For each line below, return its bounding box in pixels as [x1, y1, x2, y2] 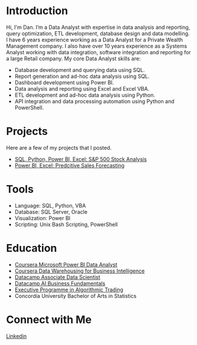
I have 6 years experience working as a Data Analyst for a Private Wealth [6, 36, 183, 43]
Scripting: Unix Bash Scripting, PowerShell [14, 221, 118, 228]
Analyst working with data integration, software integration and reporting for [6, 48, 191, 55]
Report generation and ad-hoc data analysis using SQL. [14, 73, 150, 80]
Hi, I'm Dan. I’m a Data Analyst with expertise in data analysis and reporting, [6, 24, 191, 31]
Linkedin [6, 332, 27, 340]
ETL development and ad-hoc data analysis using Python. [14, 91, 155, 98]
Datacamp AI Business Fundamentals [14, 280, 106, 287]
